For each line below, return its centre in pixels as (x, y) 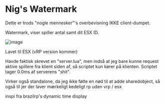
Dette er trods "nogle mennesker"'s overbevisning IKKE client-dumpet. (78, 23)
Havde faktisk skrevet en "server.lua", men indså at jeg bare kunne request (82, 61)
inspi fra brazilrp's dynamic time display (46, 96)
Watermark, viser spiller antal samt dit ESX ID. (52, 32)
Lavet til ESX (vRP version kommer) (42, 52)
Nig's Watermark (41, 9)
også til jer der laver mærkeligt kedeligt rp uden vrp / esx (64, 86)
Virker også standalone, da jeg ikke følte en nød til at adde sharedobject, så (83, 81)
